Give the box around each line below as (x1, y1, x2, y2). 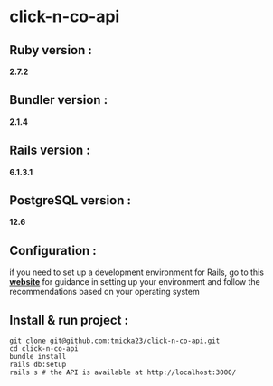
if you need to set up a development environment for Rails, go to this (9, 267, 265, 278)
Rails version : (9, 143, 90, 158)
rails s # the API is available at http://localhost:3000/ (9, 368, 237, 377)
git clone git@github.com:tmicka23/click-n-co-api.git (9, 336, 221, 345)
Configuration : (9, 242, 97, 259)
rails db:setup (9, 360, 67, 370)
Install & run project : (9, 312, 129, 327)
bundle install (9, 353, 67, 362)
